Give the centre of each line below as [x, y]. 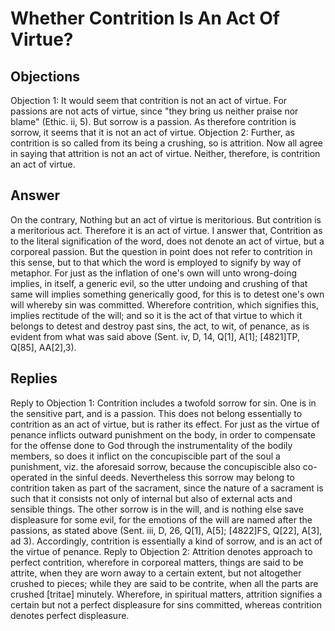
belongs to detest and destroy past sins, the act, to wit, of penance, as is [160, 326]
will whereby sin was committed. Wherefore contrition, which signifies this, [164, 304]
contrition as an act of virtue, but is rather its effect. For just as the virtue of [165, 424]
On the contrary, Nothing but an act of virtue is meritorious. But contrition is [166, 219]
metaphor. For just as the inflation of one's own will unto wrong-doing [154, 273]
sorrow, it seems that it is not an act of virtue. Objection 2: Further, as [152, 132]
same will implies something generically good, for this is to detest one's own [167, 294]
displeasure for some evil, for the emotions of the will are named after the [161, 519]
